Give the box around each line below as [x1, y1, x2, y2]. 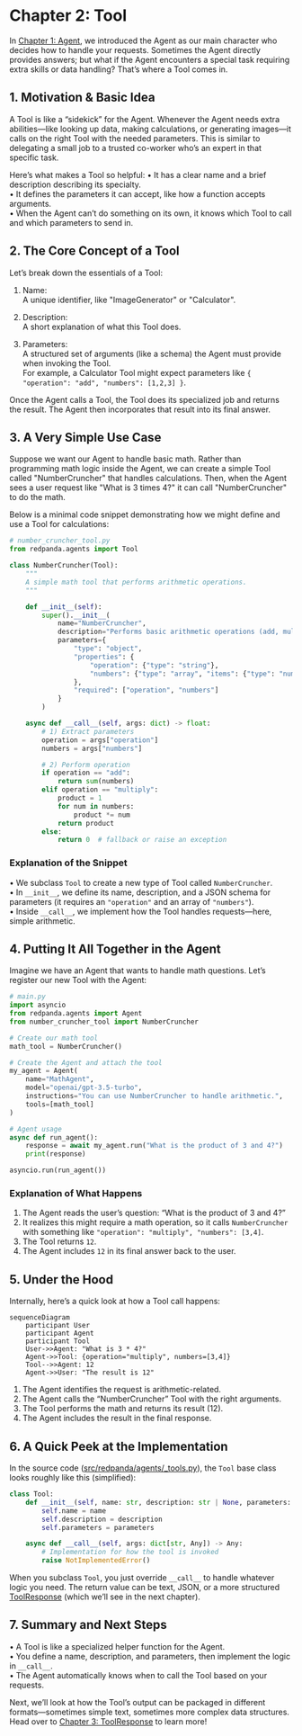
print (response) [25, 1150, 87, 1159]
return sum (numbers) [57, 777, 135, 786]
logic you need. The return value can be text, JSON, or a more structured [9, 1582, 280, 1593]
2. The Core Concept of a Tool [9, 244, 180, 259]
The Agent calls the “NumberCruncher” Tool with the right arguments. [22, 1393, 281, 1404]
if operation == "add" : [41, 768, 130, 778]
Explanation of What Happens [9, 1187, 143, 1200]
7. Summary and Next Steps [9, 1617, 168, 1633]
